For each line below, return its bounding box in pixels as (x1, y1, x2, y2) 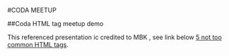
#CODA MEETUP (7, 6, 57, 14)
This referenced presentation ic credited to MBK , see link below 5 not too (7, 33, 223, 41)
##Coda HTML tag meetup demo (7, 20, 104, 27)
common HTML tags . (7, 41, 69, 48)
